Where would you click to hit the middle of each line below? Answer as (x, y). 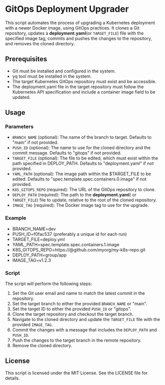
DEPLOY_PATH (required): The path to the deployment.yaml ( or (74, 195)
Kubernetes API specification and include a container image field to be (84, 92)
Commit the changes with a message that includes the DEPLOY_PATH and (84, 330)
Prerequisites (26, 59)
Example (16, 218)
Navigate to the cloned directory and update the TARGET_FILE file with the (86, 320)
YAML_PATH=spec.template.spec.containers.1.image (66, 244)
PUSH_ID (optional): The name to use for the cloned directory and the (82, 148)
